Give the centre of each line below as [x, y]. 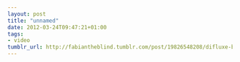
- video [19, 41]
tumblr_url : [25, 47]
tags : [15, 34]
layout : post [27, 14]
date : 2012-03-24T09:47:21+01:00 [57, 27]
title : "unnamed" [33, 21]
